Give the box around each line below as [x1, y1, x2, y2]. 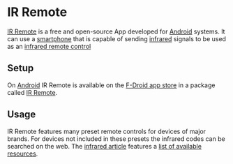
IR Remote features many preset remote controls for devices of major [7, 127, 206, 135]
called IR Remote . [7, 88, 58, 96]
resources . [7, 149, 38, 158]
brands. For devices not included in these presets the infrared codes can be [7, 134, 225, 143]
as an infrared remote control [7, 42, 91, 50]
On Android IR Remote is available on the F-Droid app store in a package [7, 81, 216, 89]
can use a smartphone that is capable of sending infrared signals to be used [7, 34, 227, 43]
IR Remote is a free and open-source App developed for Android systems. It [7, 27, 225, 36]
